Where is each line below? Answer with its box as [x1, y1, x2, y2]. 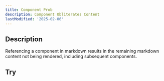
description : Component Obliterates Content [5, 12, 100, 17]
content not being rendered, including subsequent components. [5, 53, 137, 60]
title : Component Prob [5, 7, 53, 12]
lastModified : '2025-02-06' [5, 16, 64, 21]
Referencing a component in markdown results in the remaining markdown [5, 48, 159, 54]
